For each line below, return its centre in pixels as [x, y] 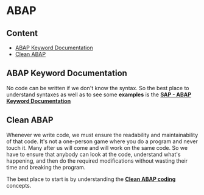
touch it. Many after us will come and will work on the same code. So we [97, 147]
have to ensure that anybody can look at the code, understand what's [93, 154]
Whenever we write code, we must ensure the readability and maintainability [102, 135]
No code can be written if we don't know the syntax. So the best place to [98, 88]
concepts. [19, 185]
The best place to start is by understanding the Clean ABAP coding [91, 179]
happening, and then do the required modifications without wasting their [97, 161]
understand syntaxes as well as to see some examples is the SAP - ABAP [99, 94]
